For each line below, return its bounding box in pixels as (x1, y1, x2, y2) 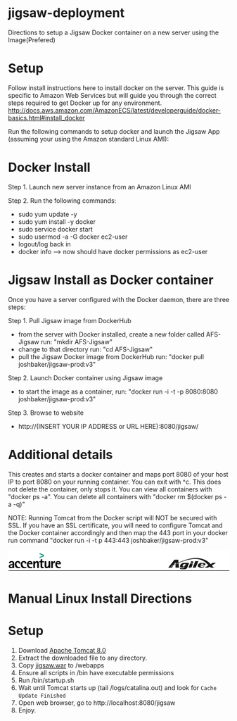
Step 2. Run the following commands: (8, 196, 117, 205)
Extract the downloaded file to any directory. (18, 653, 148, 662)
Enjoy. (18, 706, 37, 714)
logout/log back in (18, 239, 71, 248)
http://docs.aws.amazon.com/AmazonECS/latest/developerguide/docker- (8, 106, 221, 114)
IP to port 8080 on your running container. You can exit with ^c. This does (8, 477, 222, 486)
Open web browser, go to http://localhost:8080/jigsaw (18, 698, 176, 707)
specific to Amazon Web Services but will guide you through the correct (8, 91, 217, 99)
